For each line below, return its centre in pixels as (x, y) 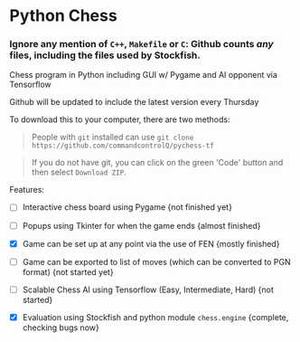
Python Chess (63, 16)
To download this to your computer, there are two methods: (120, 119)
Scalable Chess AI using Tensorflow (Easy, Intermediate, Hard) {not (148, 290)
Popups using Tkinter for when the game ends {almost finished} (141, 225)
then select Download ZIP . (79, 172)
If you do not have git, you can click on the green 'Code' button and (157, 163)
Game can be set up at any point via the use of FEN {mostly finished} (151, 243)
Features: (27, 190)
